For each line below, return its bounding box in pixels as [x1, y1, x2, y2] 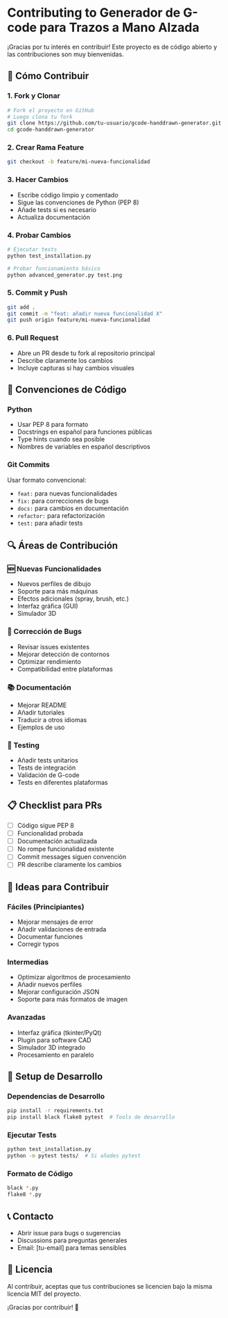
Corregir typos [17, 940, 60, 948]
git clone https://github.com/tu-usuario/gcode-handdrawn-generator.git [7, 120, 222, 127]
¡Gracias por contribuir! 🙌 [7, 1303, 80, 1311]
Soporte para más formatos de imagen [17, 995, 128, 1004]
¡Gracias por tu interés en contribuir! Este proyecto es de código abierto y [7, 42, 217, 51]
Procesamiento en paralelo [17, 1050, 94, 1059]
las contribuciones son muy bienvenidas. [7, 50, 124, 58]
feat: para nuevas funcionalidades [17, 489, 118, 498]
